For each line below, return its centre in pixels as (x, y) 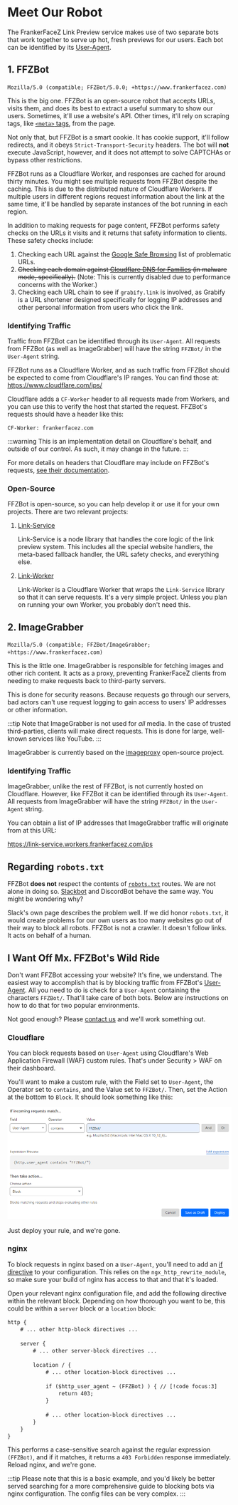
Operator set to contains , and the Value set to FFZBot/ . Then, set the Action (117, 1090)
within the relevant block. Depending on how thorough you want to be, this (117, 1301)
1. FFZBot (28, 69)
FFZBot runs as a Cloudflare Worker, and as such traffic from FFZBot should (118, 370)
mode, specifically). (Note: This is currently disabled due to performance (124, 277)
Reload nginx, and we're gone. (52, 1464)
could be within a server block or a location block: (82, 1308)
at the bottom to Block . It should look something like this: (90, 1097)
